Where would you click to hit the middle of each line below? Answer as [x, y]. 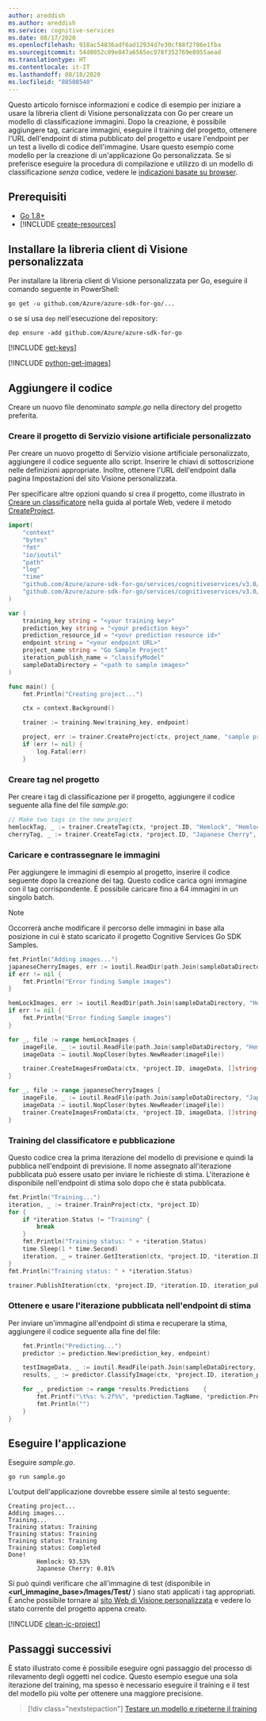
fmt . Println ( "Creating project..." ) [83, 694]
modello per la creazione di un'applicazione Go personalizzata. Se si [120, 155]
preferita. [23, 415]
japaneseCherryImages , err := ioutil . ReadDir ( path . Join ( [104, 967]
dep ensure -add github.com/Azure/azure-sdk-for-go [95, 333]
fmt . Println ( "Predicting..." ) [72, 1346]
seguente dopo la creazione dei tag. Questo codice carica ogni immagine [127, 880]
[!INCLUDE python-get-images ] [60, 363]
